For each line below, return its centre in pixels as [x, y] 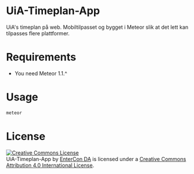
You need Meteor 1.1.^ [41, 73]
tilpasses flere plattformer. [38, 33]
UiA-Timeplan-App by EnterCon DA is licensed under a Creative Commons [96, 159]
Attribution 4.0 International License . [50, 165]
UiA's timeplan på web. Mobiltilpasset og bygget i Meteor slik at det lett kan [97, 27]
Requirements [41, 57]
